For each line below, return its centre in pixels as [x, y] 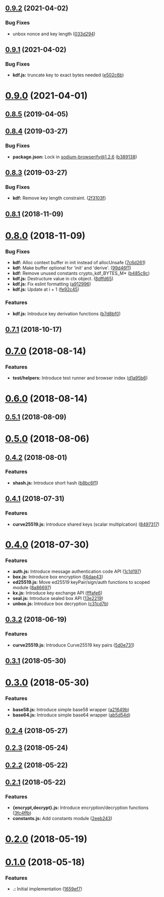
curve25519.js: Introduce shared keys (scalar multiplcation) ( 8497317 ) [86, 524]
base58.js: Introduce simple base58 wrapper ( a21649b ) [71, 709]
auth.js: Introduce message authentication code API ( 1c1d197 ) [77, 571]
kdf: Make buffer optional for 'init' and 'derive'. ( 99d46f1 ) [72, 268]
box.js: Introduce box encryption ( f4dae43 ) [58, 577]
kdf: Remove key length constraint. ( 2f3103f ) [59, 198]
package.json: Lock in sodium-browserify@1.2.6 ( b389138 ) [75, 157]
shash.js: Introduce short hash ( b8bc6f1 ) [55, 483]
